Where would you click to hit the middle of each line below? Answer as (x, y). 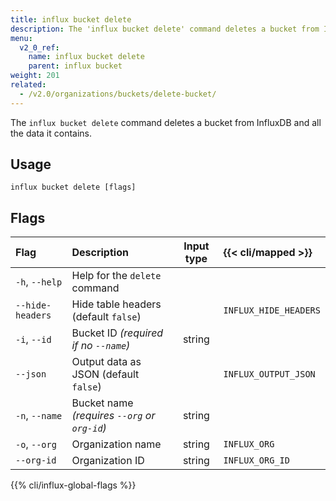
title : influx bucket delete (71, 19)
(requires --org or (113, 416)
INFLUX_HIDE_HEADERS (272, 310)
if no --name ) (101, 346)
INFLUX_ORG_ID (256, 460)
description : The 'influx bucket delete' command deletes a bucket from (165, 29)
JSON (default (105, 374)
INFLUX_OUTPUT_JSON (269, 374)
